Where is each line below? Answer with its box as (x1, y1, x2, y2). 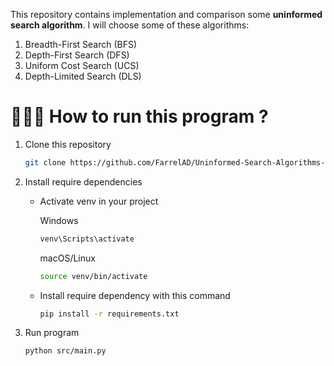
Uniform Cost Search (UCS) (24, 60, 140, 71)
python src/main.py (24, 346, 107, 356)
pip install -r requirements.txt (39, 309, 180, 319)
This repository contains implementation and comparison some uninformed (10, 9, 323, 20)
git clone (24, 157, 67, 168)
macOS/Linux (39, 252, 96, 264)
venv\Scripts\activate (39, 234, 135, 244)
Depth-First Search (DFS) (24, 49, 130, 61)
